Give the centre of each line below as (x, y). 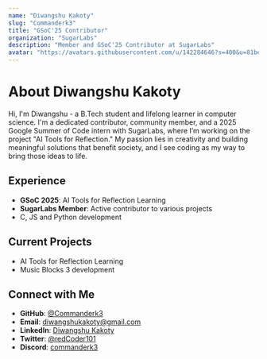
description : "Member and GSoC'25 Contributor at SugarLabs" (112, 45)
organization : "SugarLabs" (53, 38)
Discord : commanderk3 (59, 347)
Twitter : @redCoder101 (58, 339)
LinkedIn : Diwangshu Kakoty (67, 330)
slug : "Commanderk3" (43, 23)
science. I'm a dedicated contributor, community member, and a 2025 (122, 122)
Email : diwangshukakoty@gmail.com (80, 322)
